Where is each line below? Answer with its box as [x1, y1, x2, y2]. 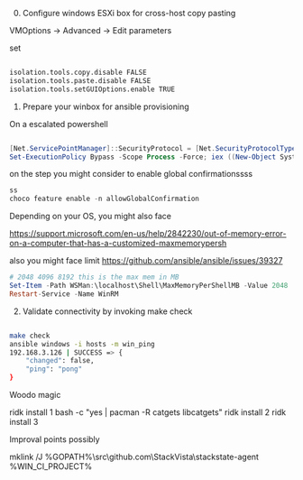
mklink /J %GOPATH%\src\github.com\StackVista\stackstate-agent [9, 451, 260, 462]
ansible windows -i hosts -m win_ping [9, 339, 155, 348]
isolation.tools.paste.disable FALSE [9, 76, 151, 85]
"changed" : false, [25, 356, 95, 365]
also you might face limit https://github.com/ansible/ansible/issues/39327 [9, 255, 283, 266]
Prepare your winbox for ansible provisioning [22, 101, 189, 112]
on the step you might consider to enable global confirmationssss [9, 169, 253, 180]
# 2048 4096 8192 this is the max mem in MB [9, 272, 179, 282]
